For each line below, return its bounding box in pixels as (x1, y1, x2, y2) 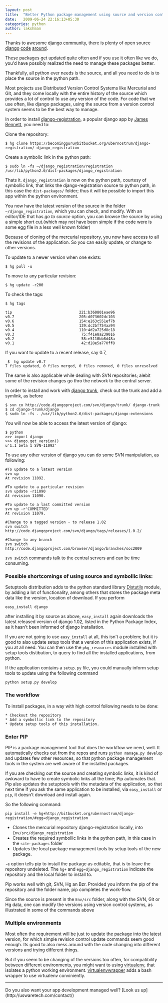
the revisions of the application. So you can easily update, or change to (5, 239, 152, 245)
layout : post (5, 7, 32, 13)
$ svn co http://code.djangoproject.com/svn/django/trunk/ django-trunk (5, 403, 160, 408)
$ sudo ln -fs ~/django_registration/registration (5, 164, 113, 169)
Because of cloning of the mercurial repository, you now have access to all (5, 234, 159, 240)
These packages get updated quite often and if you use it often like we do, (5, 55, 158, 61)
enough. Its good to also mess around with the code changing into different (5, 942, 160, 948)
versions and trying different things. (5, 947, 79, 953)
